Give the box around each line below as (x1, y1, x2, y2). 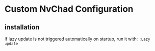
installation (4, 23, 40, 31)
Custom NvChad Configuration (4, 3, 133, 15)
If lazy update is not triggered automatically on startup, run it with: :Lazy (4, 36, 151, 42)
